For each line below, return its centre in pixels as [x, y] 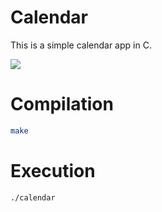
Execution [53, 170]
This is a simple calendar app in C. [81, 45]
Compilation [62, 104]
